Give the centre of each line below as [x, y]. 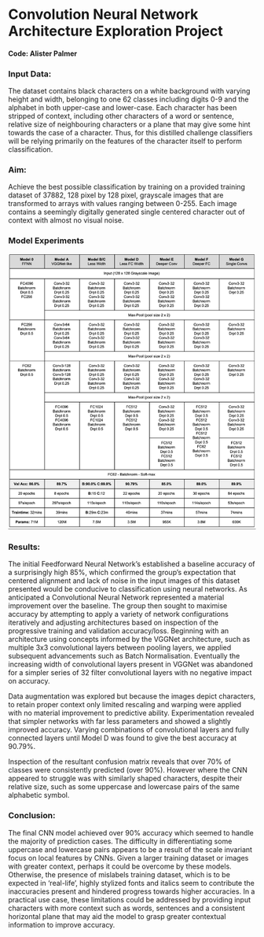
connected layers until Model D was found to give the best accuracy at [123, 738]
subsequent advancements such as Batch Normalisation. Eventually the [124, 656]
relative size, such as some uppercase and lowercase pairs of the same [124, 787]
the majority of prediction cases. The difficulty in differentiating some [120, 841]
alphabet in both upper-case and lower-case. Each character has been [123, 108]
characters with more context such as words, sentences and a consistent [126, 908]
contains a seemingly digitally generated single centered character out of [126, 212]
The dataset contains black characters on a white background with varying [129, 91]
